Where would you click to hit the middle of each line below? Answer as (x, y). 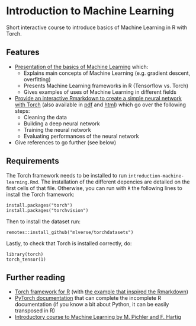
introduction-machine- (156, 176)
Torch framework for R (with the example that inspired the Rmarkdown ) (101, 292)
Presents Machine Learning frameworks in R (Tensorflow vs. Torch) (106, 86)
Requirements (33, 161)
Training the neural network (57, 129)
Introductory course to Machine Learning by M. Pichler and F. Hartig (98, 317)
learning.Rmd (22, 182)
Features (23, 53)
